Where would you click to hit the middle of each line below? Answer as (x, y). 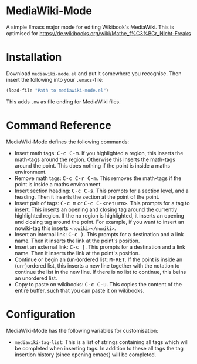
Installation (34, 57)
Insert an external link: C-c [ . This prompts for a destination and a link (100, 247)
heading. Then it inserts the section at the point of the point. (87, 197)
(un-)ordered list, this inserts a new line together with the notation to (97, 265)
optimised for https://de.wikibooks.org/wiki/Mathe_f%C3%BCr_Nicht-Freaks (98, 33)
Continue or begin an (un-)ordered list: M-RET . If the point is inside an (98, 259)
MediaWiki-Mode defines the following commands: (68, 142)
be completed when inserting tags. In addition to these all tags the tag (99, 348)
